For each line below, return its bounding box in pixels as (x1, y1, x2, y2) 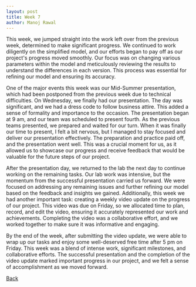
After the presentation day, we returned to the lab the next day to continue (6, 165, 186, 172)
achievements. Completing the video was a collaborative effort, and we (6, 215, 178, 222)
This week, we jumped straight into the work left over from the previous (6, 36, 179, 43)
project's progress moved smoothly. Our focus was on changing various (6, 54, 181, 62)
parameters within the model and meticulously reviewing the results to (6, 61, 176, 68)
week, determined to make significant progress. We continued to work (6, 42, 176, 49)
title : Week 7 (6, 14, 41, 20)
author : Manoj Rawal (6, 19, 57, 25)
